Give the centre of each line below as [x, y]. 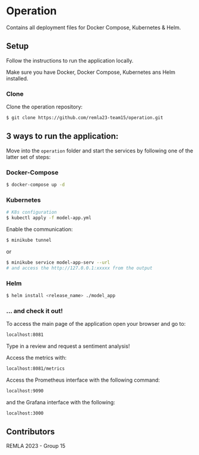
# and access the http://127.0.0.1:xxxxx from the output [79, 268]
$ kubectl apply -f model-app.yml [49, 218]
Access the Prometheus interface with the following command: [83, 380]
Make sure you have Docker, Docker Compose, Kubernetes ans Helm [91, 72]
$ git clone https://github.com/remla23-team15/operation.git [85, 118]
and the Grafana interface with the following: [61, 402]
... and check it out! [35, 311]
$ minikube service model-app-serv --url [58, 262]
